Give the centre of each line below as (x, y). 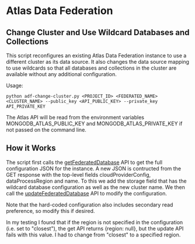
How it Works (31, 148)
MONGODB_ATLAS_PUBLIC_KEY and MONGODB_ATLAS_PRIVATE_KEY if (94, 123)
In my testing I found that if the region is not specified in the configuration (95, 222)
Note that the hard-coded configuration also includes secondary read (90, 205)
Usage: (15, 85)
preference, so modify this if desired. (51, 211)
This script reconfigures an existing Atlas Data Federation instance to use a (96, 56)
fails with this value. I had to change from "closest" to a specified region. (93, 235)
